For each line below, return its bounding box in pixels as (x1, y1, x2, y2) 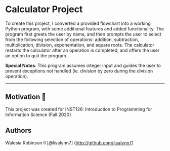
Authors (5, 126, 32, 135)
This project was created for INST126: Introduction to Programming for (5, 106, 153, 112)
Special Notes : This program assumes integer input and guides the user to (5, 62, 161, 68)
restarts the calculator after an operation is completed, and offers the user (5, 47, 160, 53)
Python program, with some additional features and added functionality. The (5, 25, 164, 31)
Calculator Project (5, 4, 83, 15)
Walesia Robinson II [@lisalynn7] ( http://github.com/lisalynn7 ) (5, 139, 134, 145)
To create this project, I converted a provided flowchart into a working (5, 20, 151, 26)
